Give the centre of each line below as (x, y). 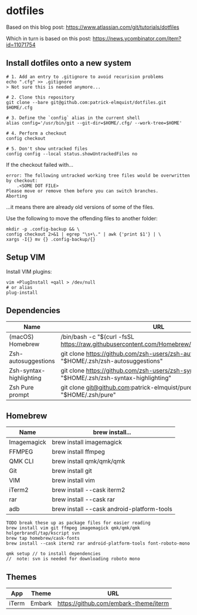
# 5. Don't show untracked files (47, 149)
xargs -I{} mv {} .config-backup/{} (51, 239)
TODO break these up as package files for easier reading (78, 523)
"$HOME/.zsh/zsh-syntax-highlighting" (116, 378)
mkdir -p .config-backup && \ (43, 229)
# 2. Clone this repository (40, 97)
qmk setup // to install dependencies (53, 554)
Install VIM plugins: (29, 271)
